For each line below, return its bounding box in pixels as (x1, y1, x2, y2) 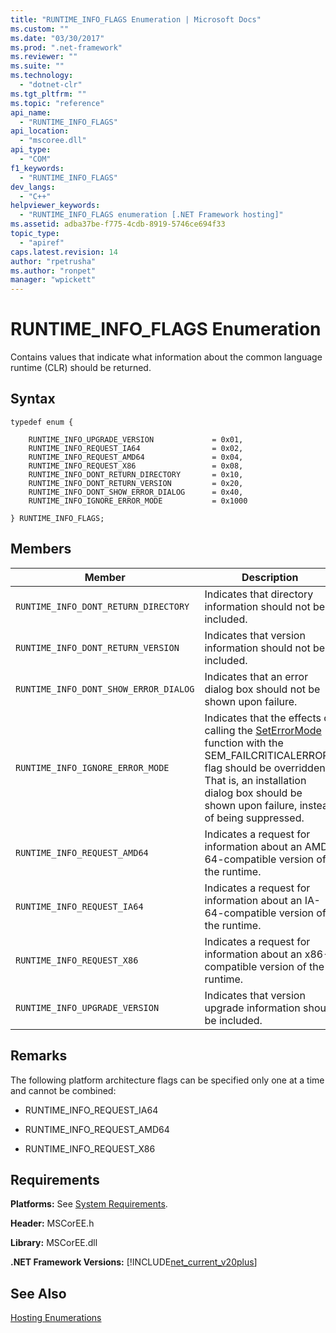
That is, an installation (204, 773, 307, 787)
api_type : (10, 145, 52, 155)
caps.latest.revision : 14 (10, 247, 118, 257)
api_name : (10, 107, 52, 118)
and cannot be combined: (10, 1084, 117, 1096)
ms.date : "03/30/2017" (10, 33, 105, 43)
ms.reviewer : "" (10, 52, 78, 62)
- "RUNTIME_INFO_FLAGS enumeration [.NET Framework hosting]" (19, 210, 284, 220)
